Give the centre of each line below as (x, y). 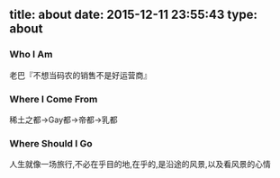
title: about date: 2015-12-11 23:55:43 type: (134, 15)
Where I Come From (54, 99)
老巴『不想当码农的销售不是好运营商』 (80, 75)
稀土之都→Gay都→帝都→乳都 (64, 120)
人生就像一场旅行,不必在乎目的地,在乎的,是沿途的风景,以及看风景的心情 (140, 165)
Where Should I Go (51, 143)
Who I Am (31, 55)
